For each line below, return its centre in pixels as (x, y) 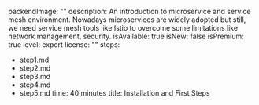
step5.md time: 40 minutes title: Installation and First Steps (115, 93)
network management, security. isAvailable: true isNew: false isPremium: (126, 36)
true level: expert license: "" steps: (64, 45)
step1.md (34, 60)
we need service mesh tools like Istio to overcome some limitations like (123, 28)
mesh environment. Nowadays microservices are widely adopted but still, (127, 20)
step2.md (35, 68)
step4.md (35, 85)
